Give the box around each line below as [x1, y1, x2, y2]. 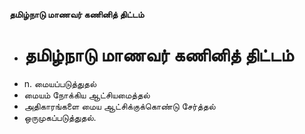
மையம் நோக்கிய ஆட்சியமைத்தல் [23, 89, 151, 101]
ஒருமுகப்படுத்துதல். [23, 111, 97, 123]
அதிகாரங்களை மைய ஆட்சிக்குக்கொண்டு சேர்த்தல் [23, 100, 216, 112]
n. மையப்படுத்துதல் [23, 77, 97, 89]
